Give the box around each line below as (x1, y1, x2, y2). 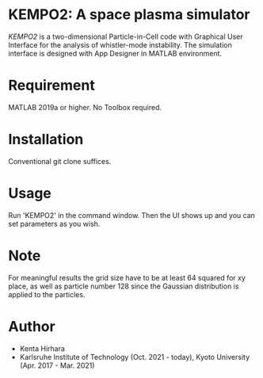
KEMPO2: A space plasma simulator (8, 6, 251, 24)
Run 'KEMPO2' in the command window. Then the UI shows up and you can (8, 210, 256, 220)
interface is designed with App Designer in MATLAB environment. (8, 48, 223, 58)
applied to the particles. (8, 289, 86, 299)
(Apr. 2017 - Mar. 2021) (19, 361, 95, 370)
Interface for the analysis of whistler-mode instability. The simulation (8, 40, 232, 49)
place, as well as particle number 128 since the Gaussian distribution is (8, 281, 239, 291)
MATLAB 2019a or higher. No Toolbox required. (8, 102, 162, 112)
